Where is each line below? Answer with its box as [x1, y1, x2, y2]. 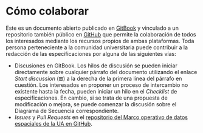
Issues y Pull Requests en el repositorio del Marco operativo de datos [14, 114, 188, 121]
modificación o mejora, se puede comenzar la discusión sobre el [14, 100, 177, 107]
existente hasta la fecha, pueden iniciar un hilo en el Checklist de [14, 87, 177, 95]
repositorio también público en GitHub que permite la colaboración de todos [5, 30, 196, 38]
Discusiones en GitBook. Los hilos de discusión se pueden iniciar [14, 62, 177, 69]
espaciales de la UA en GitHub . [14, 120, 92, 127]
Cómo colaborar [5, 4, 89, 18]
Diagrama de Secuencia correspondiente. [14, 107, 119, 114]
